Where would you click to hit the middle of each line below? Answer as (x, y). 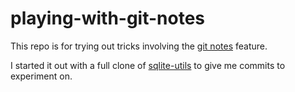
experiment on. (41, 76)
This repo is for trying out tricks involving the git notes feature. (139, 46)
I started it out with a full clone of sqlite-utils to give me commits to (148, 65)
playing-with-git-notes (108, 18)
